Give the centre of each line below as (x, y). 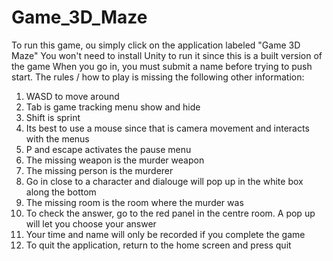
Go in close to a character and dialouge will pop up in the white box (164, 181)
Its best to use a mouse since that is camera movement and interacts (167, 128)
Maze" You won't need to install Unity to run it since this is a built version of (167, 55)
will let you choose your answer (91, 223)
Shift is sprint (53, 117)
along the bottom (61, 192)
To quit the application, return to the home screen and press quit (158, 245)
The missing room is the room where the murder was (134, 202)
